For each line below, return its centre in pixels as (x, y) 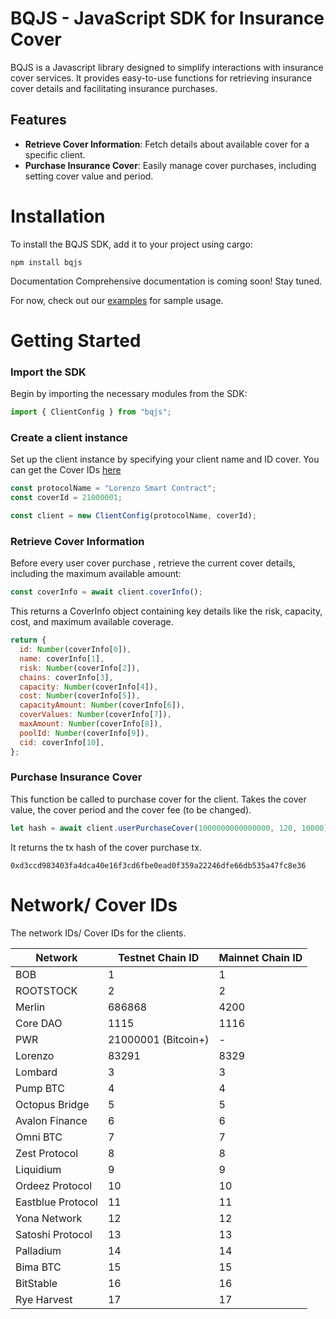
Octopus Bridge (52, 1104)
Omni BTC (39, 1137)
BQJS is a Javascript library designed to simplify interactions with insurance (167, 67)
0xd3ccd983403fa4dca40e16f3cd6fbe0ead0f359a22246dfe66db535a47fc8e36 (158, 865)
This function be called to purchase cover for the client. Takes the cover (158, 799)
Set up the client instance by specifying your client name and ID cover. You (165, 459)
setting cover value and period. (89, 176)
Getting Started (76, 340)
